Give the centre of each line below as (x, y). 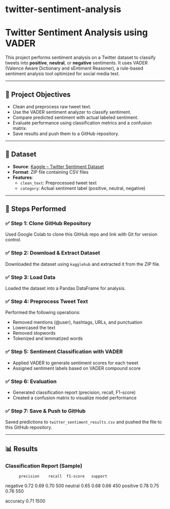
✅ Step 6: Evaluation (31, 381)
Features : (23, 177)
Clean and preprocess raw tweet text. (52, 106)
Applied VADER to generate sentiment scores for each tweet (75, 363)
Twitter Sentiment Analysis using (77, 33)
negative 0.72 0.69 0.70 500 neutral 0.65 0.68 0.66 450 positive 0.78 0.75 (82, 486)
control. (13, 240)
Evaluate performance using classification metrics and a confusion (82, 122)
